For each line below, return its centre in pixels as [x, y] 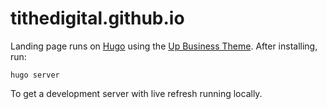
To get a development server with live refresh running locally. [136, 93]
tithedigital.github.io [97, 18]
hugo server [35, 75]
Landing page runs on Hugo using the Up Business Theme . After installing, [164, 46]
